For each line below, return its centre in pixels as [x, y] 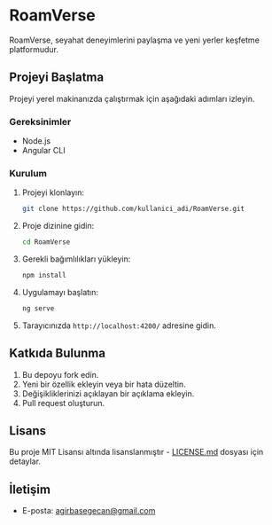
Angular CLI [43, 151]
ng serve [38, 308]
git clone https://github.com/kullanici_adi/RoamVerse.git [133, 209]
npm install [44, 276]
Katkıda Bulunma [58, 353]
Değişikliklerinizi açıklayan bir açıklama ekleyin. [108, 393]
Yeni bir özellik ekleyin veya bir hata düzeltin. [104, 384]
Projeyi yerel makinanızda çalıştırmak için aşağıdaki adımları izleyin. [132, 98]
